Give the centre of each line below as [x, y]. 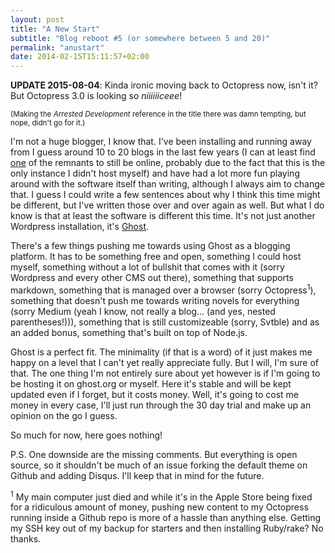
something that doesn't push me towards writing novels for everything [155, 300]
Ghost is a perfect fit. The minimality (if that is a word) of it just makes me [161, 352]
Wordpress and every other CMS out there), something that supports [152, 278]
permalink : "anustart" [57, 47]
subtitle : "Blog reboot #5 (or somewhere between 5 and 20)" [140, 38]
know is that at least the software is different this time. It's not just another [163, 216]
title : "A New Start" [55, 29]
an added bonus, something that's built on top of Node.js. [129, 332]
